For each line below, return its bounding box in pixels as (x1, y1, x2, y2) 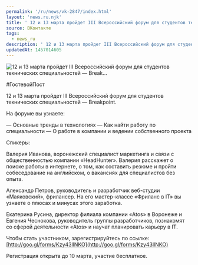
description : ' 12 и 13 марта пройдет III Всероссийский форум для (6, 42, 176, 48)
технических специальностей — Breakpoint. (6, 98, 117, 105)
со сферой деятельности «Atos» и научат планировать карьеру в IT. (6, 223, 178, 230)
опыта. (6, 175, 24, 183)
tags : (6, 31, 19, 37)
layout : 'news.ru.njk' (6, 14, 62, 20)
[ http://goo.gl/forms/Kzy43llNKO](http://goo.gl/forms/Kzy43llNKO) (6, 241, 169, 248)
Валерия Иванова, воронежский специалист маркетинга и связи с (6, 150, 174, 157)
